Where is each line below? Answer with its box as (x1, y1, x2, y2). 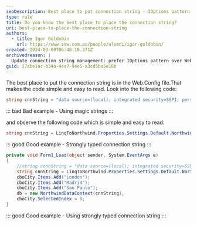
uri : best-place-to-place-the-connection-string (6, 25, 127, 31)
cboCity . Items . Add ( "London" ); (16, 174, 91, 180)
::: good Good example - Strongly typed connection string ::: (6, 141, 152, 148)
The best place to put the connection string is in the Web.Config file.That (6, 79, 182, 86)
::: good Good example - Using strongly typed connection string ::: (6, 212, 167, 219)
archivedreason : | (6, 52, 51, 58)
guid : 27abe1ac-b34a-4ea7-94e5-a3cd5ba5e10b (6, 63, 117, 69)
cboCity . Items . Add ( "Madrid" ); (16, 180, 91, 186)
